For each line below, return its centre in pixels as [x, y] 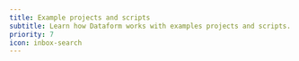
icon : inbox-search [46, 43]
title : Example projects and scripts [80, 17]
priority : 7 [31, 34]
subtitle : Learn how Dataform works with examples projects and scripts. [150, 26]
